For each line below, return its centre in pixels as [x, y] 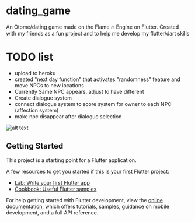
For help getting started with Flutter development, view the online [85, 200]
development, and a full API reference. [52, 212]
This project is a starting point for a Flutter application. [71, 160]
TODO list [30, 57]
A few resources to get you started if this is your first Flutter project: [88, 171]
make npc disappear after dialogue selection [68, 116]
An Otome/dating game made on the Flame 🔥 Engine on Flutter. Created [93, 27]
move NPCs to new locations [49, 85]
